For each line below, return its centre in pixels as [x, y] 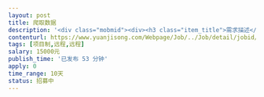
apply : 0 [22, 66]
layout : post [29, 15]
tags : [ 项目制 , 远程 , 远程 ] [46, 45]
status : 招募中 [31, 81]
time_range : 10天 [36, 74]
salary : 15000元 [34, 52]
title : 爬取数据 [32, 23]
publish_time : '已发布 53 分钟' [58, 59]
